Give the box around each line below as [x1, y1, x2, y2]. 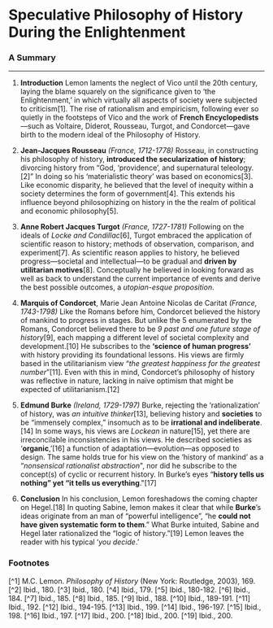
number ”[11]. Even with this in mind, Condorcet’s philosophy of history [19, 368, 255, 377]
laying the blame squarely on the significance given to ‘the [19, 87, 216, 97]
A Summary [8, 52, 57, 63]
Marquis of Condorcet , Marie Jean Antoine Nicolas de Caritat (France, [19, 299, 258, 308]
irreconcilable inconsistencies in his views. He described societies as [19, 435, 252, 445]
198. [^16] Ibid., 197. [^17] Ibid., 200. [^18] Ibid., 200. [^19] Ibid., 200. [8, 610, 233, 620]
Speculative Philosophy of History [8, 6, 244, 24]
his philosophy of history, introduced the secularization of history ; [19, 155, 246, 164]
